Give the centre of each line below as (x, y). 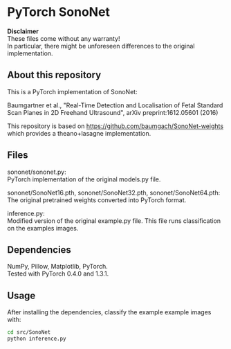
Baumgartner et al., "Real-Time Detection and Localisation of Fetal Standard (115, 105)
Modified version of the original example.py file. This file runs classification (114, 221)
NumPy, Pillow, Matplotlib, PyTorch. (58, 267)
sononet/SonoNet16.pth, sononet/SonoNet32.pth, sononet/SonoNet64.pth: (114, 193)
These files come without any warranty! (64, 38)
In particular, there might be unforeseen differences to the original (101, 46)
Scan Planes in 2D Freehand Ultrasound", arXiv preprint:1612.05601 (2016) (113, 112)
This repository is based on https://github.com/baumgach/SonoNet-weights (115, 126)
